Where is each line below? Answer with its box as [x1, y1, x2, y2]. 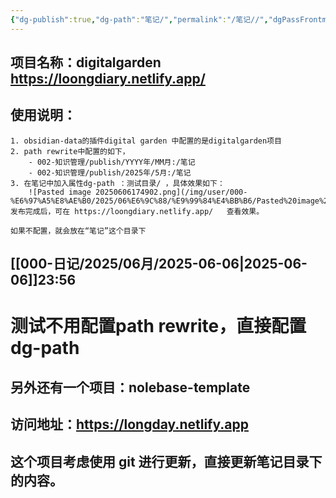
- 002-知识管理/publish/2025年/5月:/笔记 [28, 167, 192, 178]
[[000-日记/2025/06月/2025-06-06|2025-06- [10, 256, 308, 273]
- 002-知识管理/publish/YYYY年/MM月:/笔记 [28, 157, 196, 167]
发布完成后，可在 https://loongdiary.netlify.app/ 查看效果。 [10, 206, 265, 216]
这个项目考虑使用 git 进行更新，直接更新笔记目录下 [10, 453, 323, 470]
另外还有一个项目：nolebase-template [10, 379, 251, 396]
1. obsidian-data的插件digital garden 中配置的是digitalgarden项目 [10, 136, 282, 146]
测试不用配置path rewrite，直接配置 [10, 315, 307, 338]
